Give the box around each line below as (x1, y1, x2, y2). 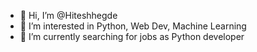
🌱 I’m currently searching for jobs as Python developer (19, 31, 245, 42)
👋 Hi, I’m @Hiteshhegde (19, 10, 118, 21)
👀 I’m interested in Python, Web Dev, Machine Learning (19, 20, 247, 32)
